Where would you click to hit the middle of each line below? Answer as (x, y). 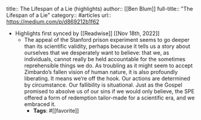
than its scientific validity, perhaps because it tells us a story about (107, 46)
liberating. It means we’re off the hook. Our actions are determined (107, 78)
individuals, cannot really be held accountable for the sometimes (105, 59)
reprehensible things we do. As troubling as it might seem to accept (108, 65)
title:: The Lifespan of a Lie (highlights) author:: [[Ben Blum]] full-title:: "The (100, 9)
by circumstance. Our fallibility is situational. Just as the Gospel (103, 85)
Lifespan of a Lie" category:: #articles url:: (59, 15)
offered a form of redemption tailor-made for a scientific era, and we (109, 98)
